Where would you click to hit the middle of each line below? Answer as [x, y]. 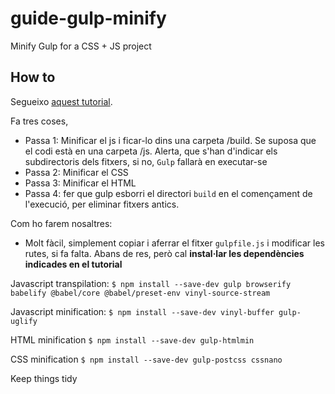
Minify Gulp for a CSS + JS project [81, 46]
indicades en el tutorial [73, 264]
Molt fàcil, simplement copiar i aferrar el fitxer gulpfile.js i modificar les [174, 243]
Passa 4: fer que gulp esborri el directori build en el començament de [168, 193]
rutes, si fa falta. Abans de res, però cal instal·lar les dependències [164, 253]
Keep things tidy [44, 378]
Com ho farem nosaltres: [61, 223]
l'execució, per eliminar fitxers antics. [102, 204]
